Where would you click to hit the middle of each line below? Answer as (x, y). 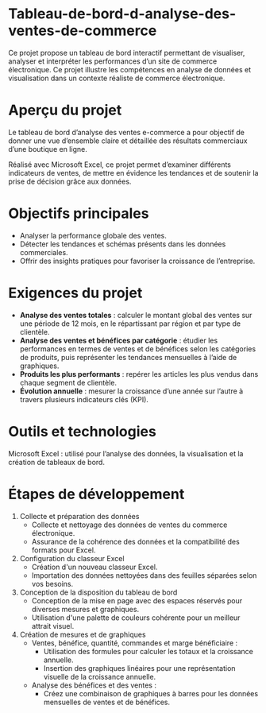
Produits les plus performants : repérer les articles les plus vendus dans (139, 374)
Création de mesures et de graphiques (83, 634)
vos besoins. (52, 583)
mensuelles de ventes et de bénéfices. (107, 702)
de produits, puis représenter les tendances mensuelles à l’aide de (128, 357)
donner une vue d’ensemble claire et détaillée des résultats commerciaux (128, 141)
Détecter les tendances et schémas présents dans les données (123, 244)
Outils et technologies (82, 431)
